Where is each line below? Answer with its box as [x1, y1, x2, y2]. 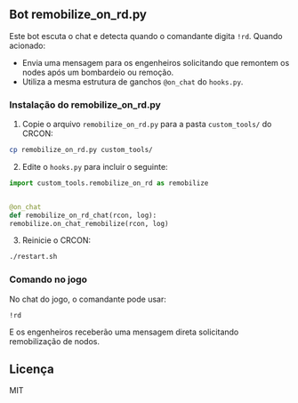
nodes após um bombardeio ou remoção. [21, 67, 174, 77]
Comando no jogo [9, 273, 87, 286]
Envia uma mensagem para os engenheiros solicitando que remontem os [21, 57, 290, 68]
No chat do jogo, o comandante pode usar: [9, 294, 167, 304]
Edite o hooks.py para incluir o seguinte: [21, 161, 168, 172]
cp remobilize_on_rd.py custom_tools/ [9, 146, 153, 155]
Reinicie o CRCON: [21, 235, 92, 246]
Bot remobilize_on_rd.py [9, 7, 147, 22]
